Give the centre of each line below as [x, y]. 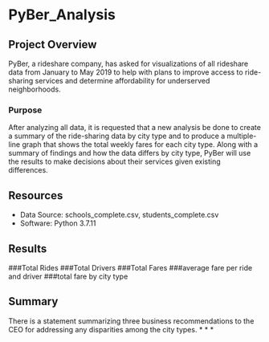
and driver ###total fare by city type [68, 276]
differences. [28, 170]
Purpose [25, 110]
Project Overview [53, 45]
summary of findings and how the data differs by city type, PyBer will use [130, 153]
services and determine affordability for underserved [122, 81]
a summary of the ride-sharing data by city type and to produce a [117, 136]
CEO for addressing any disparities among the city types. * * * [111, 329]
